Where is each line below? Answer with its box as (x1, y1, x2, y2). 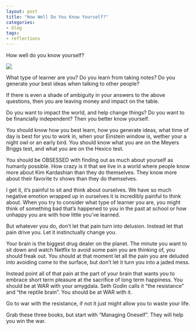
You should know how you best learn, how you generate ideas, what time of (6, 127, 189, 133)
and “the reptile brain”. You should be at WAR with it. (6, 289, 133, 296)
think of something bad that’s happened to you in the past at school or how (6, 205, 187, 212)
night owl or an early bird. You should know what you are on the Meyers (6, 139, 180, 146)
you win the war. (6, 318, 46, 324)
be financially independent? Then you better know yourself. (6, 115, 150, 122)
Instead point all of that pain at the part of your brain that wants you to (6, 270, 176, 277)
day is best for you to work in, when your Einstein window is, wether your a (6, 133, 187, 140)
